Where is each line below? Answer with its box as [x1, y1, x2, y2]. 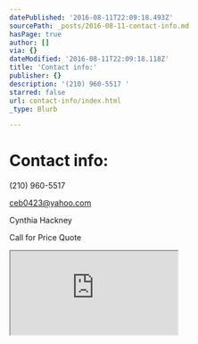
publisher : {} [9, 71, 62, 80]
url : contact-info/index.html [9, 96, 122, 105]
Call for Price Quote [9, 232, 82, 243]
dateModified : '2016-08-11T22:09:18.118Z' [9, 55, 169, 63]
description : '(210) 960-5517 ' [9, 80, 129, 88]
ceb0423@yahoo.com [9, 197, 92, 208]
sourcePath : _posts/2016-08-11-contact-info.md [9, 21, 190, 30]
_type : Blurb [9, 105, 58, 113]
